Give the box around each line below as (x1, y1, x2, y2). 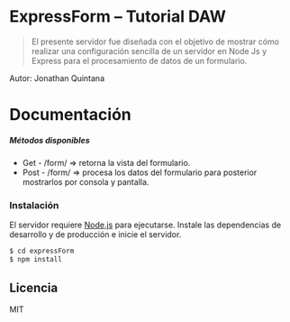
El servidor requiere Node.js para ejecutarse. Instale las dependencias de (9, 219, 282, 231)
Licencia (9, 280, 59, 295)
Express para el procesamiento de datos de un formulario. (31, 55, 248, 66)
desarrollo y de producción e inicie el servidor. (9, 229, 182, 240)
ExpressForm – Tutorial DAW (9, 6, 227, 27)
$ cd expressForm (9, 246, 75, 256)
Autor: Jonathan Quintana (9, 72, 105, 83)
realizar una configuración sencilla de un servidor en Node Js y (31, 45, 267, 56)
